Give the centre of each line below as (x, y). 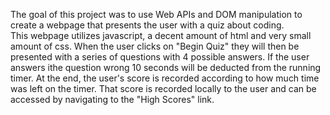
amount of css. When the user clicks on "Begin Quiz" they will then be (155, 46)
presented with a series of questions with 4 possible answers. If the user (160, 57)
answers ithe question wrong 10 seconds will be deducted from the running (166, 67)
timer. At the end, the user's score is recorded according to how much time (165, 78)
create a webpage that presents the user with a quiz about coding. (147, 25)
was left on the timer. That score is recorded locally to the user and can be (163, 88)
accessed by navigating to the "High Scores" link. (112, 99)
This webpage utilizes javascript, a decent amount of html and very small (161, 35)
